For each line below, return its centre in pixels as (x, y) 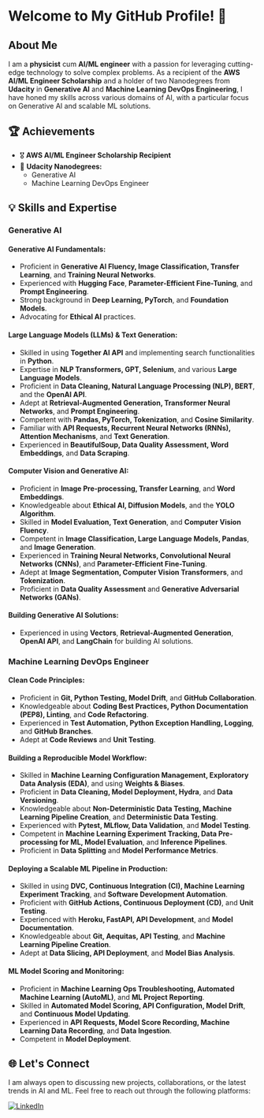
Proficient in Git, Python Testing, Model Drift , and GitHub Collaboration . (138, 698)
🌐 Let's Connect (49, 1064)
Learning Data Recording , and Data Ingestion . (95, 1031)
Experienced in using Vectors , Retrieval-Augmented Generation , (126, 633)
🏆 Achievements (52, 132)
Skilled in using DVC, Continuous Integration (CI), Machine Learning (132, 886)
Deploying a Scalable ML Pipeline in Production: (88, 868)
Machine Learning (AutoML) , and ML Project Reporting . (112, 997)
